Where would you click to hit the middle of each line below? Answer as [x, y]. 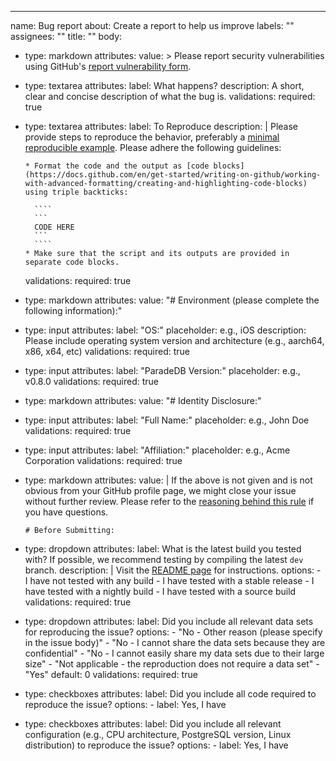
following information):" [73, 310]
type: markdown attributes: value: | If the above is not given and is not [168, 480]
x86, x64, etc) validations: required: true [107, 351]
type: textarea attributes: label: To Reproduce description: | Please [161, 126]
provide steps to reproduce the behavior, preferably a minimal [152, 137]
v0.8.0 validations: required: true [92, 381]
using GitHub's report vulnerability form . [108, 66]
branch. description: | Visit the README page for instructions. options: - [173, 570]
